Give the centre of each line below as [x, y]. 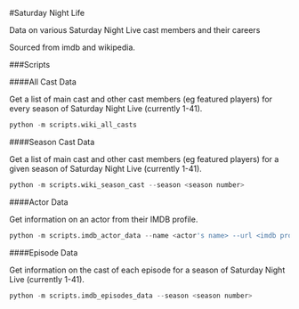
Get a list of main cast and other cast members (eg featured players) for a [144, 159]
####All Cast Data [43, 82]
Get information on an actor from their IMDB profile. [104, 219]
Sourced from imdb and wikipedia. [73, 47]
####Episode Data [44, 252]
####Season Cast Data [52, 142]
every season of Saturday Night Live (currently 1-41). [106, 109]
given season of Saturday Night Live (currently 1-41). [105, 168]
